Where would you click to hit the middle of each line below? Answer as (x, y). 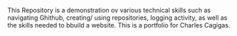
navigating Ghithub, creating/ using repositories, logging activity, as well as (117, 18)
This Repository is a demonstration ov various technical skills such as (109, 10)
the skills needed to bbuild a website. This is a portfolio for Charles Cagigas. (119, 25)
